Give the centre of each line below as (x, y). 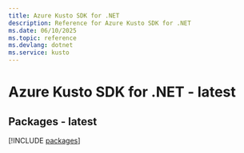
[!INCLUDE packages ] (44, 141)
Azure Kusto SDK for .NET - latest (122, 92)
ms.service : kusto (39, 53)
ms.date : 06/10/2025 (43, 30)
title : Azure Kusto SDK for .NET (64, 16)
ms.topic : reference (43, 38)
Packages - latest (53, 122)
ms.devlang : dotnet (41, 45)
